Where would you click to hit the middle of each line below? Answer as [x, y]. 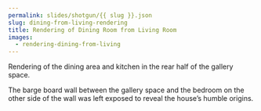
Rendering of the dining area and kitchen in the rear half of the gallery [121, 66]
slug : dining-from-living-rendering [68, 23]
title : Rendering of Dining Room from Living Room [92, 30]
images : [21, 37]
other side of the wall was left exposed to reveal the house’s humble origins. [131, 98]
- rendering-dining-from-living [68, 45]
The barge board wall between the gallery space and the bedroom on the [126, 90]
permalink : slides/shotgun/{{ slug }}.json [80, 15]
